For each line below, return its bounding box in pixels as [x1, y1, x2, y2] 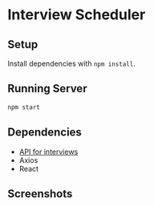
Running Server [7, 82, 87, 95]
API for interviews [18, 147, 79, 156]
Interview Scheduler [7, 6, 146, 24]
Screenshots [7, 187, 73, 200]
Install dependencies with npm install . [7, 59, 136, 68]
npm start [7, 103, 41, 111]
